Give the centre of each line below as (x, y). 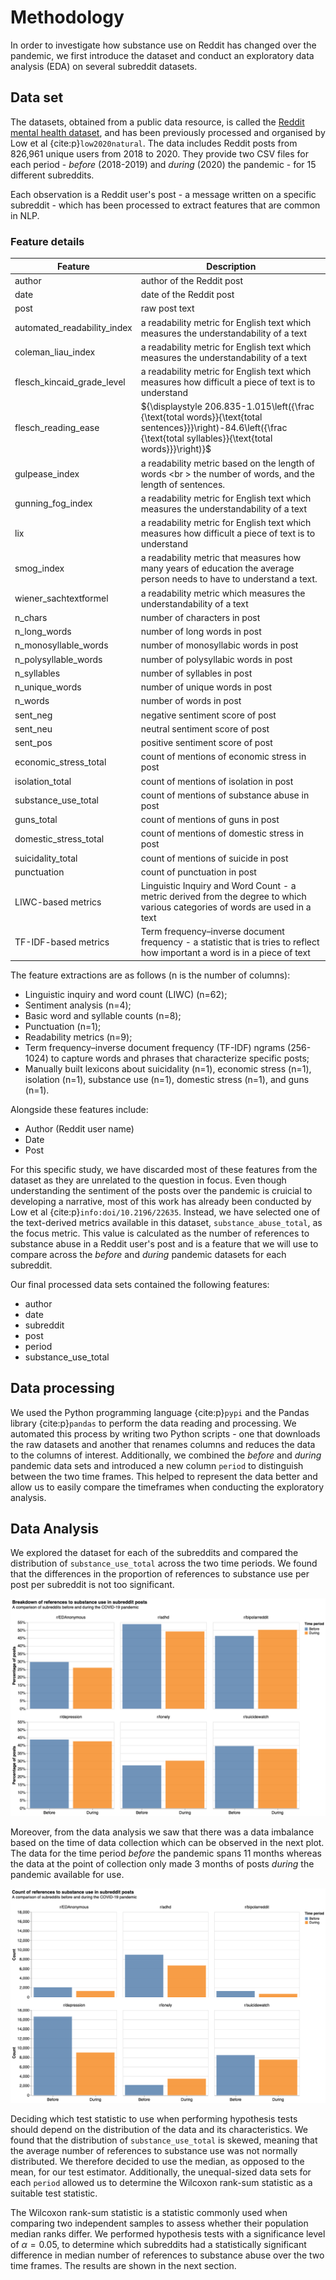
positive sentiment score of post (206, 743)
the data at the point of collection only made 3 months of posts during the (162, 1863)
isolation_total (43, 781)
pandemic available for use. (67, 1874)
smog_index (39, 568)
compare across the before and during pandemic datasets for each (148, 1254)
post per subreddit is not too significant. (92, 1585)
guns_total (36, 820)
